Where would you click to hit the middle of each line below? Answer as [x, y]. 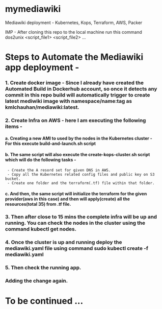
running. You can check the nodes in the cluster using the [75, 223]
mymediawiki [33, 9]
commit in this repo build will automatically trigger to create [78, 95]
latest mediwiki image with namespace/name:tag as [68, 101]
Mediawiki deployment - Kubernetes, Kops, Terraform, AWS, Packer [74, 23]
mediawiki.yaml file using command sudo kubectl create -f [77, 248]
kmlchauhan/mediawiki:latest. [42, 107]
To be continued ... [44, 301]
